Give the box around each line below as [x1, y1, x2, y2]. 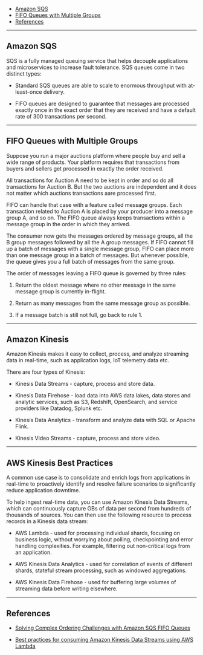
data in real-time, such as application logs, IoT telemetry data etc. [6, 357, 170, 364]
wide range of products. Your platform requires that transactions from [6, 158, 180, 166]
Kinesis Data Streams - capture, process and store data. [14, 380, 155, 388]
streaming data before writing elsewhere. [14, 585, 118, 592]
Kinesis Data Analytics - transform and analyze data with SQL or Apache [14, 417, 196, 424]
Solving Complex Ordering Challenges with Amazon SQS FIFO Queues [14, 624, 190, 631]
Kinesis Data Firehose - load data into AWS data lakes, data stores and [14, 392, 191, 399]
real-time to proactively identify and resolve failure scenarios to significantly [6, 480, 196, 487]
